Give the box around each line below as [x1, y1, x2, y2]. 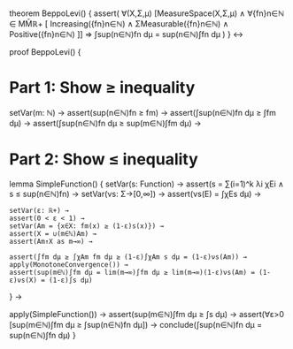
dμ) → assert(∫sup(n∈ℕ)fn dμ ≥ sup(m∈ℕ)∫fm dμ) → [9, 118, 202, 128]
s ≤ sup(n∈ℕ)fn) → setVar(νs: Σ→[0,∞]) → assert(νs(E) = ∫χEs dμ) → [9, 188, 262, 199]
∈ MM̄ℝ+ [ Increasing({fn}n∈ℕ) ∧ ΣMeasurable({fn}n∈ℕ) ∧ [9, 19, 229, 29]
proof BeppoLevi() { [9, 47, 81, 57]
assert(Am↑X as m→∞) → [9, 237, 93, 246]
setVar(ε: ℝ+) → [9, 206, 69, 215]
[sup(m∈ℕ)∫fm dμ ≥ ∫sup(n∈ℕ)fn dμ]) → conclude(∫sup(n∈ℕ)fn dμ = [9, 319, 263, 330]
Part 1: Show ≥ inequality [9, 78, 196, 98]
